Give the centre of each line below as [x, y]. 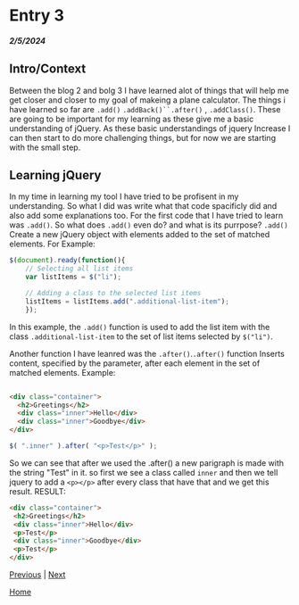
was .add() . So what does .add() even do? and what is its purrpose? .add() [149, 225]
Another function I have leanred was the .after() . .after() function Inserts [147, 353]
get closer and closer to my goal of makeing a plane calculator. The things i [147, 100]
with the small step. [45, 147]
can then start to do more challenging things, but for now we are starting [143, 137]
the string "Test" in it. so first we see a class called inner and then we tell [144, 472]
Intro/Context [48, 69]
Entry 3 [37, 16]
